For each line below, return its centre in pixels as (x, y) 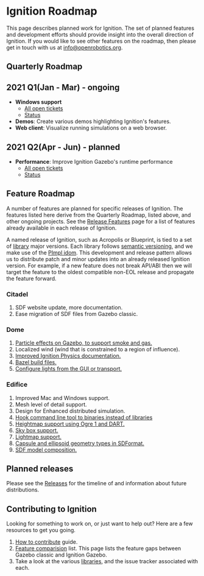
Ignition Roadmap (52, 11)
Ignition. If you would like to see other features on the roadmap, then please (101, 41)
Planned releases (40, 469)
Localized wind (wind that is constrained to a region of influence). (97, 349)
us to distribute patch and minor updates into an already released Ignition (98, 259)
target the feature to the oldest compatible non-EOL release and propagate (100, 272)
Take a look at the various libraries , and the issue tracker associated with (107, 561)
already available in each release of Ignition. (62, 228)
